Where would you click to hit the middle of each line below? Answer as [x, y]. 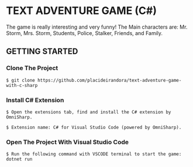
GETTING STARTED [42, 52]
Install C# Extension [35, 100]
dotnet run [19, 159]
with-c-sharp [22, 85]
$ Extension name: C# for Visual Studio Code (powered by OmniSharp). [94, 127]
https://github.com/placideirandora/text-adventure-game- [109, 80]
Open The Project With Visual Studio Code [68, 142]
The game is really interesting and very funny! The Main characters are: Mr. [97, 27]
